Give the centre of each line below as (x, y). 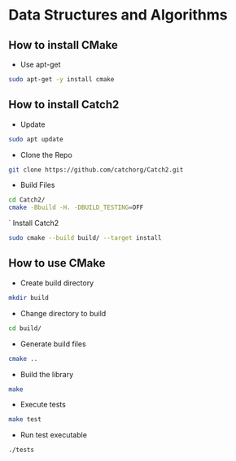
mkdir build (28, 298)
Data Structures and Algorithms (118, 15)
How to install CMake (63, 45)
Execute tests (43, 405)
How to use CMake (57, 263)
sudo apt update (36, 139)
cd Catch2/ (27, 200)
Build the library (47, 374)
